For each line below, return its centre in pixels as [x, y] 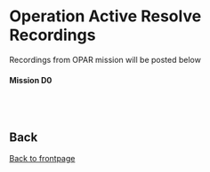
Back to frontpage [42, 158]
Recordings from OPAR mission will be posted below [105, 59]
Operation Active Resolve [105, 16]
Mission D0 [31, 80]
